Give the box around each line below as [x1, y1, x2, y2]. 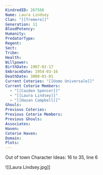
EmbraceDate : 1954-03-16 [5, 69, 58, 74]
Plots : [5, 140, 19, 145]
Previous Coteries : [5, 107, 47, 112]
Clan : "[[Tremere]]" [5, 17, 49, 22]
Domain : [5, 136, 22, 141]
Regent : [5, 41, 22, 46]
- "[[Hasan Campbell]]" [10, 97, 60, 103]
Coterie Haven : [5, 131, 38, 136]
